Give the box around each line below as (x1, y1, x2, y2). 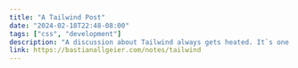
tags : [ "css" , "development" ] (9, 29, 122, 38)
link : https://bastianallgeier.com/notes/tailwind (9, 46, 202, 55)
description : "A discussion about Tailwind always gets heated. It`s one (9, 37, 290, 47)
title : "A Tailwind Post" (9, 12, 105, 22)
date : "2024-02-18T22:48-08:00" (9, 21, 129, 30)
